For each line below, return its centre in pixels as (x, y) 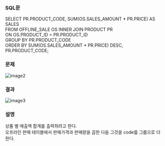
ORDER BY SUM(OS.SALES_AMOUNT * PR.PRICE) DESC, (64, 45)
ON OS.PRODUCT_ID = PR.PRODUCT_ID (47, 35)
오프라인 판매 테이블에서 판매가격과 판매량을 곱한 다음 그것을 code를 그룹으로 (80, 132)
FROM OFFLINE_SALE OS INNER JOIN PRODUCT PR (59, 30)
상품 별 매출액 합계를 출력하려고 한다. (41, 126)
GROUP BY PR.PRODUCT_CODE (38, 40)
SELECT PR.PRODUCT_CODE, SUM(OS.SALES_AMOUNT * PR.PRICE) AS (80, 19)
